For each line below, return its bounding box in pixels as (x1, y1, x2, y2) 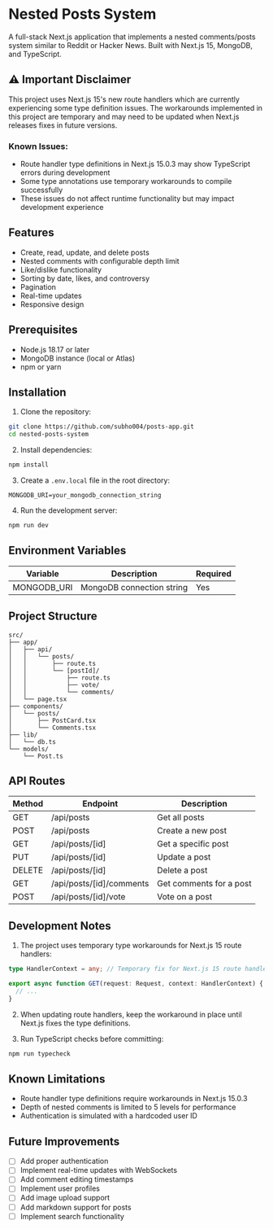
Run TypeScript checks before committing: (19, 1034, 164, 1043)
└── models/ (8, 745, 49, 753)
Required (195, 567, 232, 579)
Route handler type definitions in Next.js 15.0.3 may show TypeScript (19, 160, 250, 169)
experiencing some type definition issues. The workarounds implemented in (8, 103, 262, 112)
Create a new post (157, 825, 227, 837)
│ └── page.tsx (8, 695, 67, 703)
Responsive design (19, 299, 84, 309)
